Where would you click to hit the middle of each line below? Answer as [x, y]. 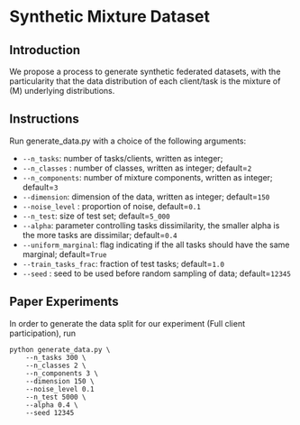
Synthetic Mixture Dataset [109, 17]
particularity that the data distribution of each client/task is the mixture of [145, 81]
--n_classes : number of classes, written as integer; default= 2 [137, 168]
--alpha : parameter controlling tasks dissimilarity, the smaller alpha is [151, 225]
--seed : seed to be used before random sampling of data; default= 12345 [156, 273]
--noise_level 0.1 [60, 389]
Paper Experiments [64, 302]
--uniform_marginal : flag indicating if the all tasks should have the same [156, 245]
